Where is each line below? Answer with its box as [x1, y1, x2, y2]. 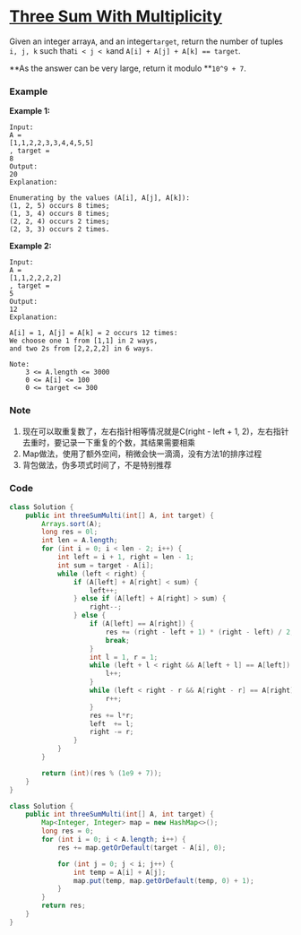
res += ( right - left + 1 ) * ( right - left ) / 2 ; [105, 628, 295, 636]
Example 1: [9, 106, 51, 117]
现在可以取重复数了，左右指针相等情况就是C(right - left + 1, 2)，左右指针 [21, 426, 289, 437]
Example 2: [9, 240, 52, 252]
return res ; [41, 901, 87, 911]
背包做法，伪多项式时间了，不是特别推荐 [21, 459, 172, 470]
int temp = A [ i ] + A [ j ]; [73, 868, 167, 877]
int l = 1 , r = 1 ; [89, 653, 159, 662]
